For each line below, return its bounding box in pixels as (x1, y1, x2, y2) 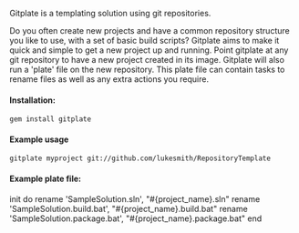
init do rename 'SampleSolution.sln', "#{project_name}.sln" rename (9, 193, 261, 204)
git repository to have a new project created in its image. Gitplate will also (9, 55, 285, 65)
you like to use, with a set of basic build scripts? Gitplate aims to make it (9, 35, 280, 46)
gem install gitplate (9, 115, 92, 124)
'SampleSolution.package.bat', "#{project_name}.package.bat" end (9, 213, 263, 224)
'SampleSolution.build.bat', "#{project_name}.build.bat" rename (9, 203, 248, 214)
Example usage (9, 134, 69, 145)
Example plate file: (9, 173, 82, 184)
